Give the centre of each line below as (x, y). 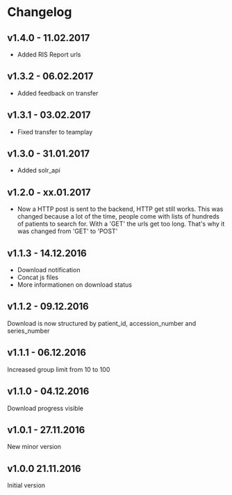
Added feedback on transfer (58, 93)
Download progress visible (45, 408)
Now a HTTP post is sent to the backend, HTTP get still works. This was (120, 209)
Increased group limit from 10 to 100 (59, 369)
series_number (28, 331)
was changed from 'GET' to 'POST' (67, 231)
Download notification (49, 270)
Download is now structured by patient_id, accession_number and (102, 323)
